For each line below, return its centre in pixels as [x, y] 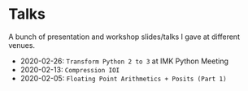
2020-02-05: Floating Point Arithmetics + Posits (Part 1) [123, 78]
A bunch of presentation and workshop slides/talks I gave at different [124, 37]
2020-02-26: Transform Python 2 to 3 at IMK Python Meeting [124, 61]
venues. [22, 45]
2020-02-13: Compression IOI [70, 69]
